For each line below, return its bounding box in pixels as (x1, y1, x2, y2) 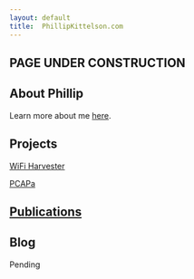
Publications (9, 204, 82, 219)
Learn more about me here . (9, 110, 112, 120)
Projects (9, 137, 58, 152)
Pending (9, 259, 41, 270)
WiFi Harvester (9, 160, 65, 171)
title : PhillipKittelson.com (9, 22, 124, 31)
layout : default (9, 13, 71, 23)
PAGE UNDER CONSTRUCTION (9, 55, 186, 71)
